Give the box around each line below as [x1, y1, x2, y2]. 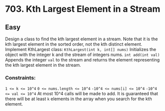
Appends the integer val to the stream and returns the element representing [5, 57, 160, 62]
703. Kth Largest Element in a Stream [5, 3, 161, 15]
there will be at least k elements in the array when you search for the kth [5, 96, 152, 102]
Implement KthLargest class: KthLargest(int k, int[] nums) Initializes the [5, 47, 157, 52]
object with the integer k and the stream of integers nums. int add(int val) [5, 52, 160, 57]
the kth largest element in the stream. [5, 62, 82, 68]
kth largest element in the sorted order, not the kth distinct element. [5, 41, 142, 47]
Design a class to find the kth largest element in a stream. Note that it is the [5, 36, 158, 42]
